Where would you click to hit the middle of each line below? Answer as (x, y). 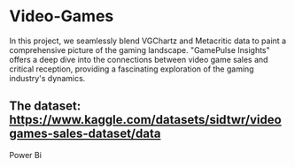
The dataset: (45, 106)
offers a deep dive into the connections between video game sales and (139, 59)
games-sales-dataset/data (85, 134)
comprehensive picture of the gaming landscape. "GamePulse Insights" (140, 49)
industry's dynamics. (47, 78)
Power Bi (26, 155)
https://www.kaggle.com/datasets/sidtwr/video (145, 120)
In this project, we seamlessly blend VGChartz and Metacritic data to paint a (147, 41)
